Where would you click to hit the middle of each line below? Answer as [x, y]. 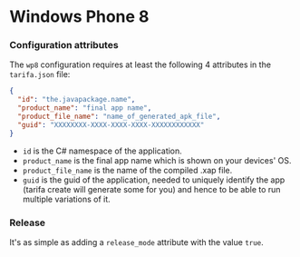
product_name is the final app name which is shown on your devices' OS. [157, 160]
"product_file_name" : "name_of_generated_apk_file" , [119, 117]
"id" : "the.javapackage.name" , [77, 100]
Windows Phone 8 [79, 17]
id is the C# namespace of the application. [102, 151]
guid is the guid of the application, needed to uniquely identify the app [154, 180]
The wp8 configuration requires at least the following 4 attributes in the [140, 64]
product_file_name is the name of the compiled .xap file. [127, 170]
